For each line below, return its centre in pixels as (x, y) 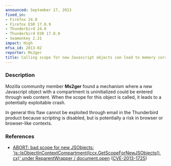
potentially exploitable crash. (35, 102)
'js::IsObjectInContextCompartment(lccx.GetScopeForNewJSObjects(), (87, 153)
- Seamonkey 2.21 (24, 39)
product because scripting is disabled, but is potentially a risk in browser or (84, 118)
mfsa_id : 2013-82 (24, 48)
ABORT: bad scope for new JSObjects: (53, 147)
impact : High (19, 43)
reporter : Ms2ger (24, 52)
